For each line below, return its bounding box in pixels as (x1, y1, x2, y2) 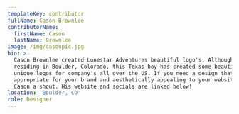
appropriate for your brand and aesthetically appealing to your (14, 76, 212, 84)
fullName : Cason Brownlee (7, 17, 84, 24)
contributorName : (7, 23, 59, 30)
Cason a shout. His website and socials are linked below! (14, 83, 193, 90)
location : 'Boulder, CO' (7, 89, 81, 96)
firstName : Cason (14, 30, 65, 38)
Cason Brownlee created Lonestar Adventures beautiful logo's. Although (14, 57, 234, 64)
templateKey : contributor (7, 10, 84, 18)
